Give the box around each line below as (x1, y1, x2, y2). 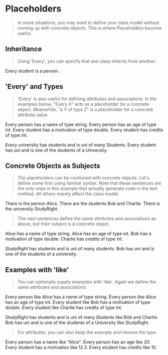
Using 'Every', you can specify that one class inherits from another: (17, 58, 156, 64)
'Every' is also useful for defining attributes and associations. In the (17, 96, 157, 102)
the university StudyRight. (5, 206, 59, 212)
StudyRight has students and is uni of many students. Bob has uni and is (5, 246, 154, 252)
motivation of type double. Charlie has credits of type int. (5, 236, 123, 242)
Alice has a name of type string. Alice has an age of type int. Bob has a (5, 231, 151, 237)
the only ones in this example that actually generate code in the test (17, 186, 158, 192)
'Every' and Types (5, 82, 64, 91)
